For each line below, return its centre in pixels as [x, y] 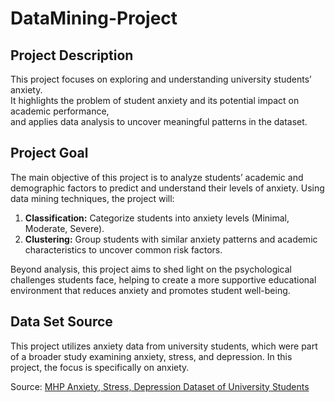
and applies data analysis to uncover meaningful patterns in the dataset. [159, 121]
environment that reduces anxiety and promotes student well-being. [150, 290]
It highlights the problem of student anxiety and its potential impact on [155, 100]
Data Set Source [61, 322]
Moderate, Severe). [64, 228]
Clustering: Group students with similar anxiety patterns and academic [171, 239]
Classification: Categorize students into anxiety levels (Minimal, [157, 218]
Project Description [72, 55]
